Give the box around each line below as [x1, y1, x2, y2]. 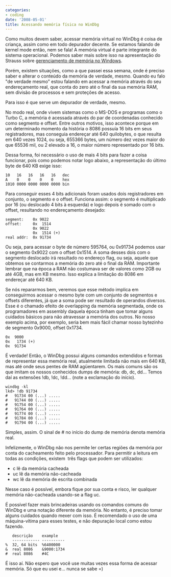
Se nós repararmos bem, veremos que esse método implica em [5, 287, 139, 293]
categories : [5, 7, 31, 13]
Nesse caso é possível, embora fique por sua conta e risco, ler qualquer [5, 486, 157, 492]
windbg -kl [5, 384, 29, 390]
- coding [5, 12, 24, 17]
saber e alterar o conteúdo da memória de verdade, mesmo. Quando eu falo [5, 73, 165, 79]
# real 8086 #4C [5, 551, 50, 556]
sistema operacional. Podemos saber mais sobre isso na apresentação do [5, 52, 161, 58]
